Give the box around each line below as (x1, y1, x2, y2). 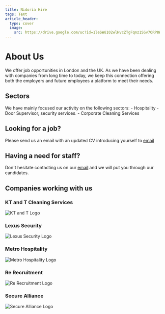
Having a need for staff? (5, 152, 81, 160)
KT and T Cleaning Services (5, 199, 73, 206)
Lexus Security (5, 222, 42, 229)
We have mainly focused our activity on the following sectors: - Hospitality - (5, 105, 159, 111)
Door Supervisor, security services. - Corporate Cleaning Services (5, 110, 139, 116)
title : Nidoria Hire (5, 7, 48, 12)
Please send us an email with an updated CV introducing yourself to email (5, 137, 155, 143)
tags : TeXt (5, 12, 27, 17)
